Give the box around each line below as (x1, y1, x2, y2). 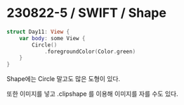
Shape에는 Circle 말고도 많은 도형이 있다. (6, 75, 121, 83)
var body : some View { (19, 35, 86, 42)
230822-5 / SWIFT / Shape (6, 5, 166, 21)
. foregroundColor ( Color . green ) (44, 48, 136, 55)
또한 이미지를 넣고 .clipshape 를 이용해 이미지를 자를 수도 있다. (6, 89, 178, 98)
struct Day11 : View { (6, 28, 70, 35)
